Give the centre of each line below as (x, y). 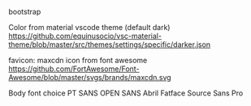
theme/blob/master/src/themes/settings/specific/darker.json (110, 45)
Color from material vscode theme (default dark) (89, 27)
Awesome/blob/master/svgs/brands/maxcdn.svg (90, 77)
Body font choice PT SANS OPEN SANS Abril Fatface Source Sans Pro (126, 93)
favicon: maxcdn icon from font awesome (78, 60)
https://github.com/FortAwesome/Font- (74, 69)
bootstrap (25, 12)
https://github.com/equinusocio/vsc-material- (85, 36)
